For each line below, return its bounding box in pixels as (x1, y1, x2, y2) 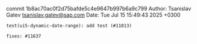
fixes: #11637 (6, 33, 42, 39)
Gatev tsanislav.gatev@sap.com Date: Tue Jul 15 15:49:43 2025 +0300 (6, 11, 181, 18)
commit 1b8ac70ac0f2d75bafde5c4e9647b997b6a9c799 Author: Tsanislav (6, 5, 192, 12)
